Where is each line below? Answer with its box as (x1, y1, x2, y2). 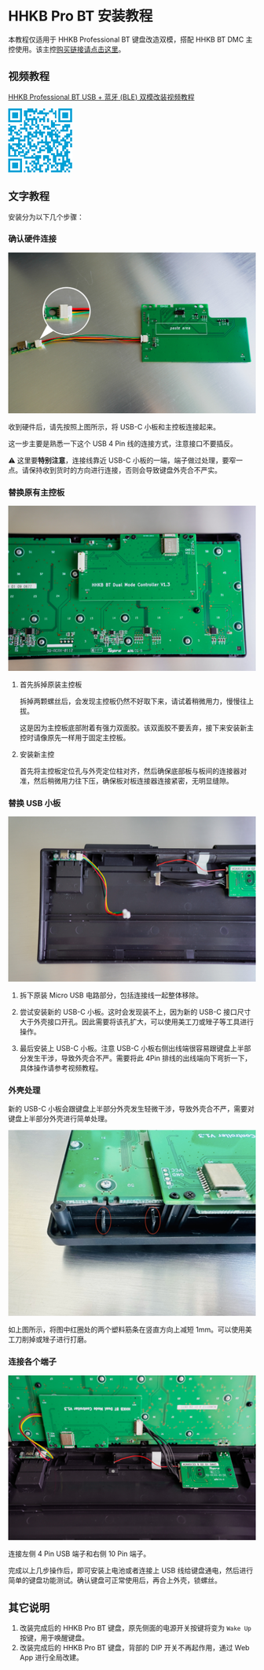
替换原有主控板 (8, 487, 65, 498)
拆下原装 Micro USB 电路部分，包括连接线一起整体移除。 (19, 990, 203, 1000)
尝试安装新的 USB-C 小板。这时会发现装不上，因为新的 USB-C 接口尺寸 (19, 1008, 251, 1017)
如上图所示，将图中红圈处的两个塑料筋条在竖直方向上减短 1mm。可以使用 (8, 1325, 246, 1334)
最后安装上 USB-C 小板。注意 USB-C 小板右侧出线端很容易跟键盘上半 (19, 1044, 244, 1053)
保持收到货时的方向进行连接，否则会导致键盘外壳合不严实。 (28, 466, 222, 475)
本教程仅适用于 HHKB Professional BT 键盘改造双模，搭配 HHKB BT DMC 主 (8, 35, 253, 44)
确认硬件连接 (8, 234, 57, 245)
